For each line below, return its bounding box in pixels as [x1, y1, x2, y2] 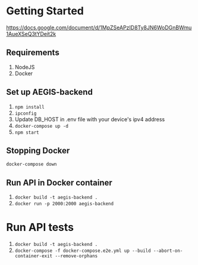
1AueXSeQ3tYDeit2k [6, 30, 56, 37]
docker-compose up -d [14, 123, 68, 129]
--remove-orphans [55, 253, 98, 259]
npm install [14, 104, 45, 110]
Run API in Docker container [6, 177, 113, 187]
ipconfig [14, 110, 37, 116]
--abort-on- [153, 248, 183, 254]
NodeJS [14, 63, 35, 70]
